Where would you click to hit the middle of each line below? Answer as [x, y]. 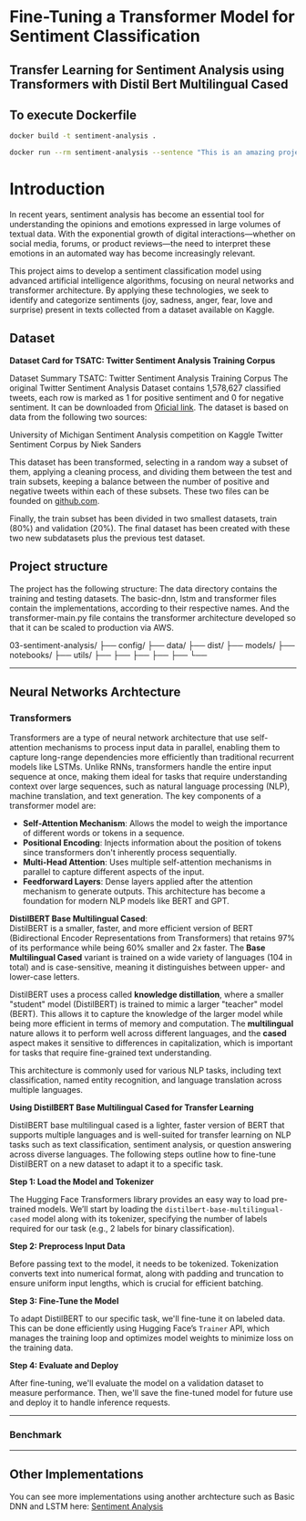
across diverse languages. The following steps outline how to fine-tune [143, 1154]
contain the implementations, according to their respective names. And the [149, 608]
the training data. [41, 1348]
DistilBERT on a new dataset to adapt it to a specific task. [117, 1164]
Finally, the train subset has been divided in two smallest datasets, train [143, 519]
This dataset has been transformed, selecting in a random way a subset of [149, 462]
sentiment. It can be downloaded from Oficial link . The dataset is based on [149, 407]
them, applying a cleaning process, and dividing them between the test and [151, 471]
